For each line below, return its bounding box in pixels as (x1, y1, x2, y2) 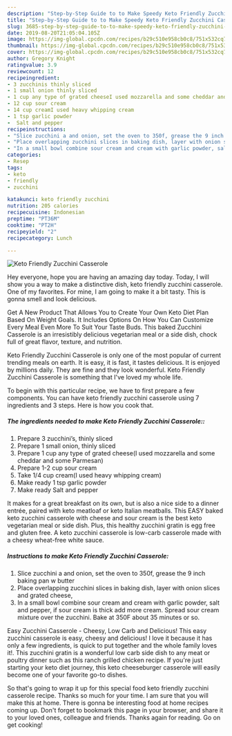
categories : (7, 151, 41, 159)
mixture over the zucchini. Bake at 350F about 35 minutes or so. (17, 613, 200, 622)
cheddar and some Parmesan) (17, 457, 104, 465)
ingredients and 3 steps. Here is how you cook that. (7, 402, 154, 410)
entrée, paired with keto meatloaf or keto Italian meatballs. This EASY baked (7, 507, 224, 515)
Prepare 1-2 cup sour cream (17, 464, 97, 472)
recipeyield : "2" (7, 228, 57, 235)
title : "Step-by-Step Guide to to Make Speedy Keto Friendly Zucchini (7, 17, 215, 23)
